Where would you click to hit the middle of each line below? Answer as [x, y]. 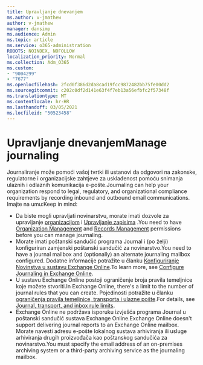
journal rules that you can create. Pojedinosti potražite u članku [94, 293]
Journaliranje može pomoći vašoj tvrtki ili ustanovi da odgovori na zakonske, [102, 172]
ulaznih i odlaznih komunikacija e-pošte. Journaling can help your [88, 185]
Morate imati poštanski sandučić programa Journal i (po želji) [92, 241]
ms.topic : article [30, 40]
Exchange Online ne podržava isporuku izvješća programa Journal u [101, 312]
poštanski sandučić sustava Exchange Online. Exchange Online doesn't [104, 319]
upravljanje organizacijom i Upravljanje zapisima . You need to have [98, 222]
